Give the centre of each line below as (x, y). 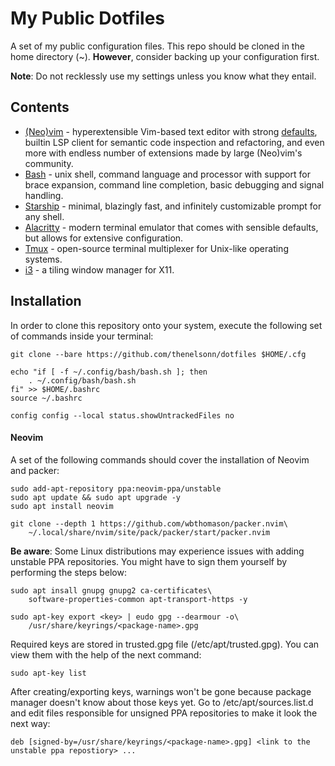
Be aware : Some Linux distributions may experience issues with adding (157, 551)
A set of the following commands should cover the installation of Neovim (160, 459)
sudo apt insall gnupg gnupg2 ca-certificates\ (111, 590)
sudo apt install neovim (62, 506)
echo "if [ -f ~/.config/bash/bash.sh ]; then (109, 372)
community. (49, 163)
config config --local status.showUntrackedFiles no (122, 415)
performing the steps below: (68, 572)
